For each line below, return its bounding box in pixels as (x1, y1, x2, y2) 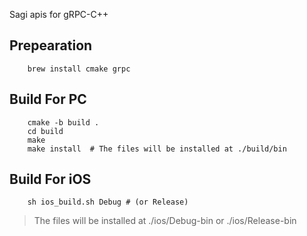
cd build (27, 126, 64, 136)
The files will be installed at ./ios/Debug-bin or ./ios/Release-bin (33, 215, 297, 227)
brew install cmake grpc (27, 64, 131, 74)
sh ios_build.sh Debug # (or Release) (27, 197, 189, 208)
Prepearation (9, 37, 93, 54)
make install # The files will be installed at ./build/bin (27, 144, 287, 154)
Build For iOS (9, 171, 92, 188)
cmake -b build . (27, 117, 100, 128)
